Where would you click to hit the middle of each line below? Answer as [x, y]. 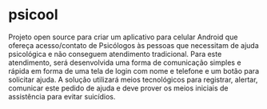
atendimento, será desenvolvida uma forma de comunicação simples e [125, 63]
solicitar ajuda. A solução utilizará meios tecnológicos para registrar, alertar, [133, 79]
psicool [33, 15]
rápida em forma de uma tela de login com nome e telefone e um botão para [134, 71]
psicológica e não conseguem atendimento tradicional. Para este [115, 54]
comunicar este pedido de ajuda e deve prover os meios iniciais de [119, 88]
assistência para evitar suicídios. [62, 96]
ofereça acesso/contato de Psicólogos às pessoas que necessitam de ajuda [134, 45]
